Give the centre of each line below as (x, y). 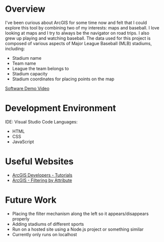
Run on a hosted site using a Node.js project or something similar (78, 229)
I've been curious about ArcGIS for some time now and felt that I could (76, 23)
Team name (24, 63)
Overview (25, 9)
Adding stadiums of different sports (48, 224)
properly (21, 218)
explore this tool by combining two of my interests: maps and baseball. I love (82, 27)
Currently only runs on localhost (45, 234)
